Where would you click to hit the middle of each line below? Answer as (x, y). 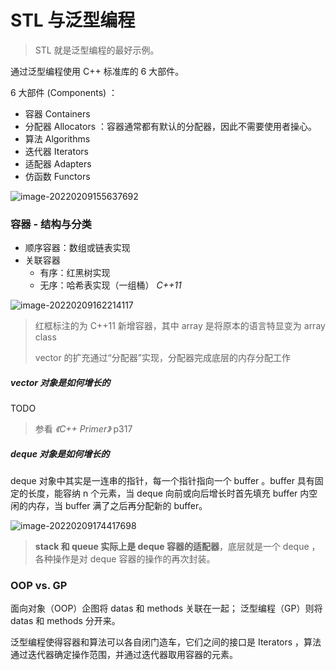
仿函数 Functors (57, 176)
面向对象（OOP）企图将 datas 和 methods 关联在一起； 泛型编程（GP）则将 (166, 608)
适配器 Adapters (58, 163)
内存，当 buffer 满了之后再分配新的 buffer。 (117, 506)
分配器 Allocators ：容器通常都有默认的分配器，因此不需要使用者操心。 (170, 126)
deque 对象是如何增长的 (60, 453)
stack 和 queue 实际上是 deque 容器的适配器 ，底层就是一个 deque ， (177, 547)
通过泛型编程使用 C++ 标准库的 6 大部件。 (97, 71)
